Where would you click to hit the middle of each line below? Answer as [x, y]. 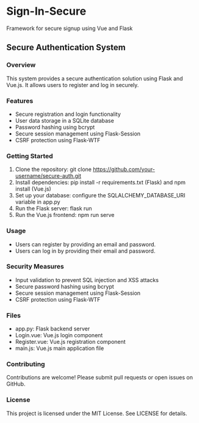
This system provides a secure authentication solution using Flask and [95, 78]
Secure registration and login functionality [68, 114]
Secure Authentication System [66, 48]
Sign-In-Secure [46, 11]
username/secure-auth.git [48, 176]
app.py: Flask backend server [52, 329]
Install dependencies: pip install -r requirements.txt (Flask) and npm [100, 183]
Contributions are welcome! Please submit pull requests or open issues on [100, 378]
